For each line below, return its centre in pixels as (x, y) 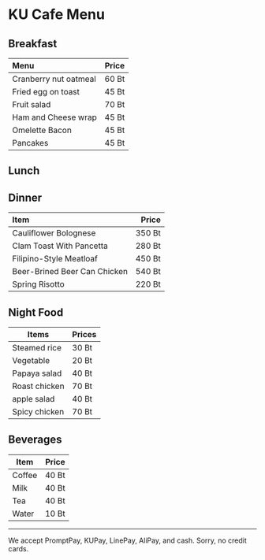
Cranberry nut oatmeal (54, 79)
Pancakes (30, 143)
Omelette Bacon (42, 130)
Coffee (25, 475)
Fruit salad (32, 104)
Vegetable (31, 361)
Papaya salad (37, 373)
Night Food (36, 312)
